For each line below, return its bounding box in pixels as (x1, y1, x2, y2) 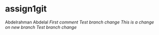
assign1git (5, 3, 47, 14)
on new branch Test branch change (5, 24, 77, 30)
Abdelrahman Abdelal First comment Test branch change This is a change (5, 19, 154, 25)
